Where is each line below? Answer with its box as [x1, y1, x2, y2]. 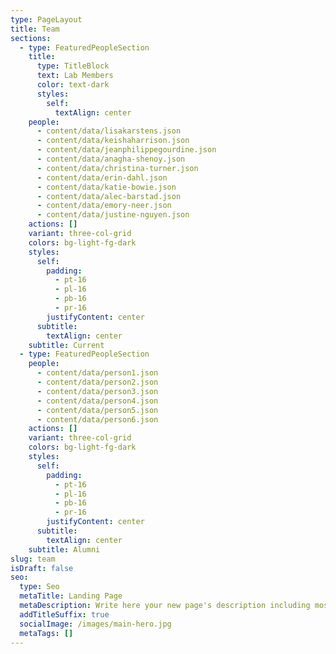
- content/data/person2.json [36, 377, 159, 387]
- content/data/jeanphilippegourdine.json [36, 145, 217, 155]
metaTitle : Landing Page [19, 591, 123, 601]
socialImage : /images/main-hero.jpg [19, 619, 172, 629]
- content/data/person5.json [36, 405, 159, 415]
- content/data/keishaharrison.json [36, 136, 190, 146]
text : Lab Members [36, 71, 114, 81]
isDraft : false [10, 563, 74, 573]
